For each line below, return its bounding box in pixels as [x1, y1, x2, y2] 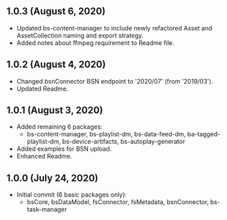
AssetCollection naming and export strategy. [16, 31, 144, 39]
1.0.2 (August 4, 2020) [6, 59, 107, 71]
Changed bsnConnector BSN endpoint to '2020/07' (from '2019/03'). [16, 77, 214, 85]
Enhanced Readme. [16, 152, 73, 161]
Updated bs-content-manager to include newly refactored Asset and [16, 24, 212, 32]
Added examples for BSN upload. [16, 145, 112, 153]
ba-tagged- [187, 130, 221, 138]
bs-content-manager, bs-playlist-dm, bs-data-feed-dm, [26, 130, 186, 138]
